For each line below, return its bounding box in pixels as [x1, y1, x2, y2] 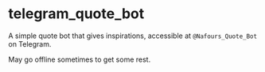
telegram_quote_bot [8, 5, 145, 23]
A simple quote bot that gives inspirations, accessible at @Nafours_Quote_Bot [8, 31, 257, 40]
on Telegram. [8, 39, 52, 48]
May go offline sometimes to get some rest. [8, 55, 151, 64]
